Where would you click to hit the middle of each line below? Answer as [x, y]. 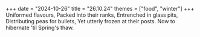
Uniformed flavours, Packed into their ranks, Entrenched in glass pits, [92, 15]
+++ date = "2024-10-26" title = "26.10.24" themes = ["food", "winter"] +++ [100, 9]
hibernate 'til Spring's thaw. [40, 27]
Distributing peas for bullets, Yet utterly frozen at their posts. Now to [91, 21]
